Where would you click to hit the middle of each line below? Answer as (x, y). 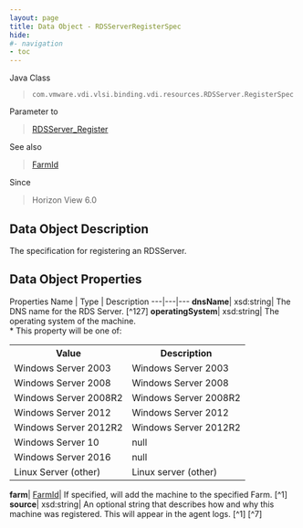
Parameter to (34, 111)
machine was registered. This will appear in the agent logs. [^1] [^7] (136, 513)
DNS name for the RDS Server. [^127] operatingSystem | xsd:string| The (145, 311)
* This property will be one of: (66, 331)
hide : (20, 35)
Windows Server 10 (57, 442)
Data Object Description (79, 229)
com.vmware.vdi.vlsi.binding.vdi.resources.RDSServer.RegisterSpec (162, 95)
